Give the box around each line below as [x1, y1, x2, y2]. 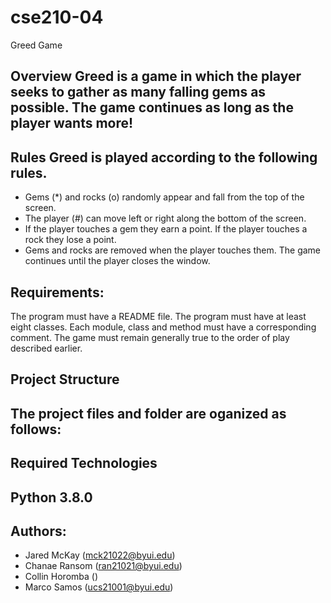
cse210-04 [10, 6, 104, 29]
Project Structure [10, 371, 120, 388]
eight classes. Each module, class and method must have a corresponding [10, 321, 317, 333]
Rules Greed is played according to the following [10, 149, 318, 166]
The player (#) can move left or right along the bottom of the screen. [24, 212, 307, 225]
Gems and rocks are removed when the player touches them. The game [24, 244, 322, 256]
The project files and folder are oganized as [10, 405, 287, 422]
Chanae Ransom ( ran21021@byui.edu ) [24, 560, 183, 572]
